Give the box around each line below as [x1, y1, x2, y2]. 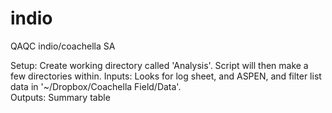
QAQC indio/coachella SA [10, 40, 116, 52]
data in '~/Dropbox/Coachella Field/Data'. [10, 80, 182, 92]
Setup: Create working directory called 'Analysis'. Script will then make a [10, 59, 309, 71]
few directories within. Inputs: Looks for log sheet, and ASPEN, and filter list [10, 70, 322, 82]
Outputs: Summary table [10, 91, 111, 103]
